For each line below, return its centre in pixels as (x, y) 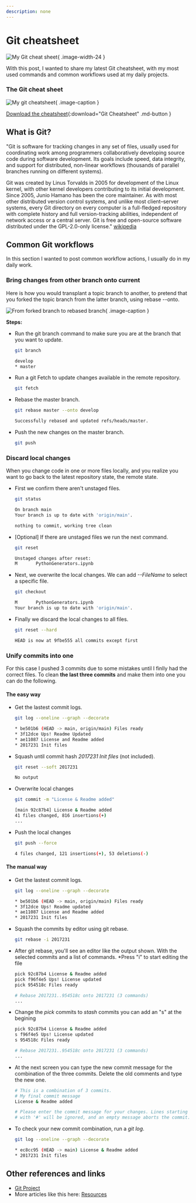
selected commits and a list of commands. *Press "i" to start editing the (101, 957)
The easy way (23, 694)
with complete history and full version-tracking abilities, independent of (92, 214)
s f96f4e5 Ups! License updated (54, 1035)
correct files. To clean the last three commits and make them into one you (96, 675)
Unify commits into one (40, 655)
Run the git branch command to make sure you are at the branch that (98, 333)
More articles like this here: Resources (61, 1194)
